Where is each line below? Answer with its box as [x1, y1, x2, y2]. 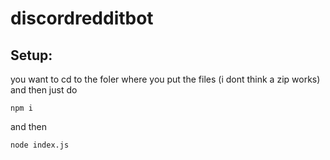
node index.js [10, 140, 70, 150]
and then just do [10, 84, 78, 96]
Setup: [10, 47, 53, 64]
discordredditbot [10, 7, 154, 30]
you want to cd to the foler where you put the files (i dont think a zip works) [10, 73, 321, 85]
